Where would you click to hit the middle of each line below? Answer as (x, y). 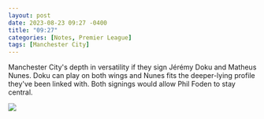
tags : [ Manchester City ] (49, 45)
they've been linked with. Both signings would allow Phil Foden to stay (122, 84)
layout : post (30, 15)
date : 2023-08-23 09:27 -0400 (58, 23)
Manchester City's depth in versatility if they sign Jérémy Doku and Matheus (132, 67)
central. (20, 92)
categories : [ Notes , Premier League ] (70, 37)
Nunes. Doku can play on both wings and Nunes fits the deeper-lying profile (132, 76)
